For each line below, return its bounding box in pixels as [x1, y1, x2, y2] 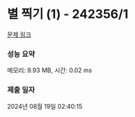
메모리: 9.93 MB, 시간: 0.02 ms [7, 66, 92, 74]
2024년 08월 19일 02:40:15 [7, 102, 83, 110]
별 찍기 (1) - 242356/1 [7, 6, 129, 22]
